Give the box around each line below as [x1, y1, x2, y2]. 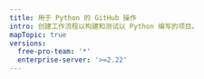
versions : [9, 38, 47, 48]
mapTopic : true [9, 30, 67, 39]
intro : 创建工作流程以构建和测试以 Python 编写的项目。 [9, 22, 199, 31]
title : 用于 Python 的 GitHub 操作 [9, 13, 138, 23]
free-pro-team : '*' [17, 47, 92, 56]
